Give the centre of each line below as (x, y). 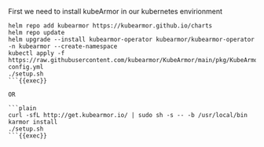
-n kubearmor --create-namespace (63, 46)
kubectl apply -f (37, 53)
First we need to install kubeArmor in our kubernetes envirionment (115, 11)
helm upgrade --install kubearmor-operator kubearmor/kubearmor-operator (132, 39)
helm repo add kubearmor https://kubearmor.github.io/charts (110, 26)
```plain (22, 108)
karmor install (33, 122)
